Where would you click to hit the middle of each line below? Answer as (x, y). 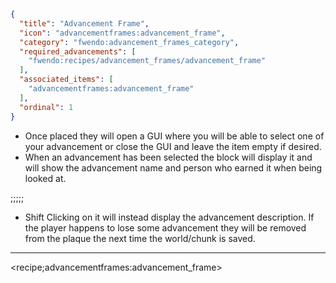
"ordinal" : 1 (46, 107)
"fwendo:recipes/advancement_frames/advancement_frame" (147, 61)
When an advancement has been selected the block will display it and (168, 157)
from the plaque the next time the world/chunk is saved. (140, 238)
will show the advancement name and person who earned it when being (173, 167)
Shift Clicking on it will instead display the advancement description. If (169, 217)
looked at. (45, 178)
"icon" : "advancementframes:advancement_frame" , (122, 33)
